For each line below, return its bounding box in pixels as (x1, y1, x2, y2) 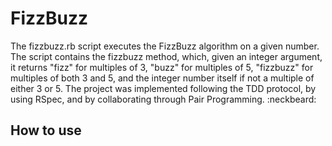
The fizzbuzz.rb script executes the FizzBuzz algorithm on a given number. (10, 40, 320, 52)
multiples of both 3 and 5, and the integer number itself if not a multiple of (10, 72, 315, 84)
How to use (10, 122, 82, 139)
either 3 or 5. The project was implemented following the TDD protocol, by (10, 82, 317, 94)
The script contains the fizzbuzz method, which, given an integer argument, (10, 50, 323, 62)
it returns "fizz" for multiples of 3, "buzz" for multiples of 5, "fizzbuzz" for (10, 61, 314, 73)
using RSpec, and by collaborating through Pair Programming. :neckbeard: (10, 93, 317, 105)
